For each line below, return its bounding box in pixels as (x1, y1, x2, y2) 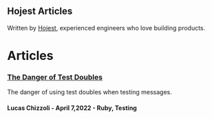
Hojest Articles (7, 6, 73, 17)
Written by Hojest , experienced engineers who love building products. (7, 23, 206, 32)
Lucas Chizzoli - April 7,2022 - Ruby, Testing (7, 103, 138, 112)
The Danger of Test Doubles (7, 72, 103, 82)
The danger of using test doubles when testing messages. (7, 88, 172, 96)
